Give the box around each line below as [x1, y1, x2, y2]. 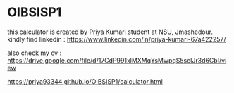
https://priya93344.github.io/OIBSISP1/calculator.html [7, 77, 164, 85]
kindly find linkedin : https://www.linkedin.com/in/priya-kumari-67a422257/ [7, 35, 226, 43]
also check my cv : [7, 49, 62, 57]
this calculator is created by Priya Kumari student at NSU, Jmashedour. [7, 27, 214, 36]
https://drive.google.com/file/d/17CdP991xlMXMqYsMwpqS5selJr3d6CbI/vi [7, 56, 227, 64]
